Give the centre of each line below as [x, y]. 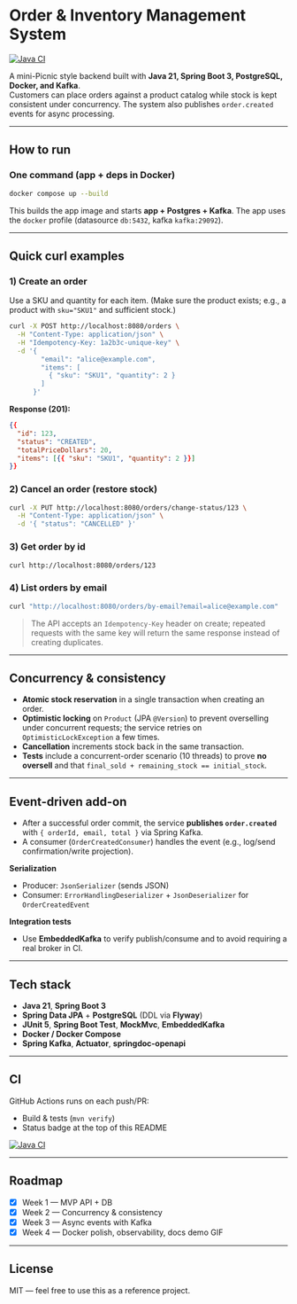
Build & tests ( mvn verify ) [69, 1118]
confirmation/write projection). [78, 851]
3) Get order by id [47, 547]
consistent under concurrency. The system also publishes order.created [141, 104]
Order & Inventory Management [128, 16]
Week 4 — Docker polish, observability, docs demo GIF [122, 1232]
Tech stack [40, 984]
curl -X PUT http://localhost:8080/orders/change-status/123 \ [128, 508]
